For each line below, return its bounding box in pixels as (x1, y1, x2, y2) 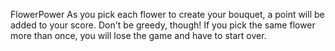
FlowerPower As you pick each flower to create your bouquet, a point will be (10, 9, 325, 20)
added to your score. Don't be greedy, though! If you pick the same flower (10, 19, 316, 31)
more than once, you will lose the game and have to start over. (10, 30, 267, 41)
